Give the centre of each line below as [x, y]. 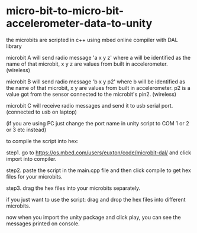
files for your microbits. [35, 176]
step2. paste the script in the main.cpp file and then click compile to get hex [98, 170]
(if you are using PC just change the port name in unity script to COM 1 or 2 [98, 123]
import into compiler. [31, 158]
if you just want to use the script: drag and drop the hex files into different [96, 199]
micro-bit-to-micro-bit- [65, 11]
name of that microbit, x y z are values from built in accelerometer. [87, 64]
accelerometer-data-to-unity [79, 23]
